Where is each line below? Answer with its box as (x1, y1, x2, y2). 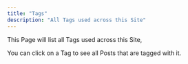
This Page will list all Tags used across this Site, (7, 35, 143, 43)
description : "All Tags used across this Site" (7, 17, 147, 23)
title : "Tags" (7, 10, 48, 17)
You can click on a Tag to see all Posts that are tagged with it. (7, 49, 182, 57)
